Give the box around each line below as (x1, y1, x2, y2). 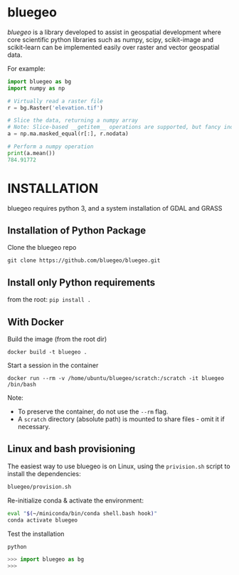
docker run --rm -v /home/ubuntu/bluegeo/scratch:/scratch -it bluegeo (7, 375, 224, 382)
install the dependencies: (7, 469, 81, 478)
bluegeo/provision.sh (7, 483, 72, 490)
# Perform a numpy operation (7, 143, 94, 150)
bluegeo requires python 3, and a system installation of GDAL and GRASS (7, 204, 223, 212)
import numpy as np (7, 85, 65, 92)
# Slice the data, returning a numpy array (7, 117, 139, 125)
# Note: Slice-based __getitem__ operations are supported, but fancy (7, 124, 221, 131)
